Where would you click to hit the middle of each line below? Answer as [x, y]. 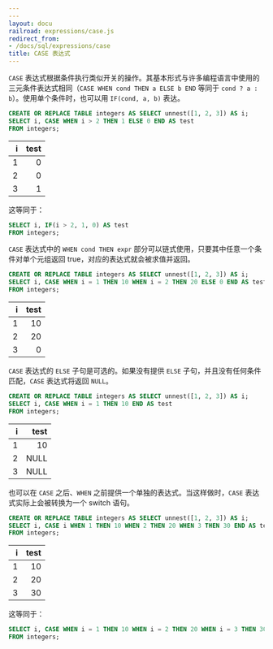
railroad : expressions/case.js [61, 31]
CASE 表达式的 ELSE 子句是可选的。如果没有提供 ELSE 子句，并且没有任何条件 [135, 371]
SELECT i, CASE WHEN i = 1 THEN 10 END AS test [91, 404]
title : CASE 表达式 [39, 54]
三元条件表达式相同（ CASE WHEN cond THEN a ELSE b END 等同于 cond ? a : [133, 88]
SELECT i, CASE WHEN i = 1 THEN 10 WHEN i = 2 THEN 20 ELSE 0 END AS [129, 282]
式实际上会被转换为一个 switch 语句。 [71, 502]
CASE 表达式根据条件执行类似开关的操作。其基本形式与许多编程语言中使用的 [134, 78]
